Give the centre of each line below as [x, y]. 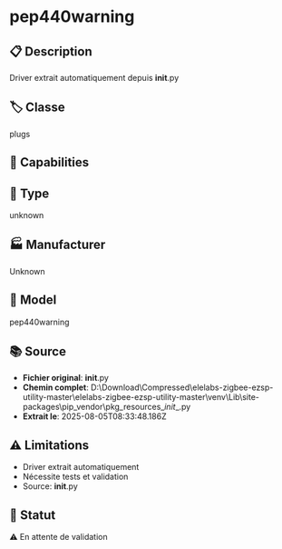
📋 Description [51, 51]
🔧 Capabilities [49, 162]
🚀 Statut [33, 515]
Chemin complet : [55, 387]
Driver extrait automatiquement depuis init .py [94, 78]
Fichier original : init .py [65, 378]
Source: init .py [50, 486]
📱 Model [33, 300]
